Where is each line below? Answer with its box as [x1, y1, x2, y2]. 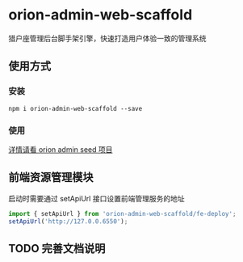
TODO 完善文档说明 [8, 241, 106, 256]
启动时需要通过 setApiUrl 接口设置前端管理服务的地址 [8, 193, 185, 203]
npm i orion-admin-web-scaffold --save [8, 104, 143, 112]
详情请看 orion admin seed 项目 [8, 144, 113, 154]
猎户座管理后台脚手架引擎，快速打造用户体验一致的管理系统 [8, 33, 207, 43]
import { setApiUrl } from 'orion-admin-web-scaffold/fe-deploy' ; [8, 209, 237, 218]
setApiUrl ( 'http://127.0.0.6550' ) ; [8, 217, 128, 226]
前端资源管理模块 [8, 171, 94, 184]
